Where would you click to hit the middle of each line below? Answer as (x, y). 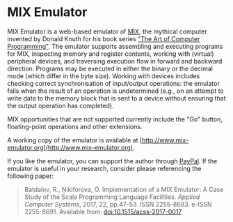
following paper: (31, 176)
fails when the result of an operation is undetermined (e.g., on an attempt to (115, 91)
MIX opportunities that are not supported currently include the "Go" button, (115, 119)
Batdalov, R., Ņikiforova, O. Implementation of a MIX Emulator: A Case (124, 189)
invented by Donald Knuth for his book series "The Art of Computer (104, 38)
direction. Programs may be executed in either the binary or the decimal (110, 68)
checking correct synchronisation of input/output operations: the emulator (114, 83)
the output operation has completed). (61, 105)
